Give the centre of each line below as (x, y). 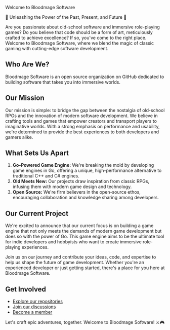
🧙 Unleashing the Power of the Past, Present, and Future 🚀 (66, 17)
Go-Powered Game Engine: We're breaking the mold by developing (83, 165)
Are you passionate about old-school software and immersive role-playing (83, 27)
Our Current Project (37, 213)
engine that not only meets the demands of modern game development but (83, 231)
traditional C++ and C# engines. (46, 176)
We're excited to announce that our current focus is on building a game (79, 226)
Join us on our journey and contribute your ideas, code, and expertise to (81, 257)
